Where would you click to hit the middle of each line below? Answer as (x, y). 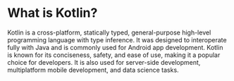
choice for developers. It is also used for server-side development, (104, 62)
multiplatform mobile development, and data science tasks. (93, 70)
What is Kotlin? (53, 13)
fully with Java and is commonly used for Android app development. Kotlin (115, 47)
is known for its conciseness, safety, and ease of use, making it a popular (114, 55)
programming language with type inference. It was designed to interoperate (117, 39)
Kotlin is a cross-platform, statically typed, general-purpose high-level (109, 32)
